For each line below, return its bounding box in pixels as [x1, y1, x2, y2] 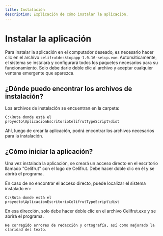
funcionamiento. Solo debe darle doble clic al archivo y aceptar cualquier [5, 65, 153, 71]
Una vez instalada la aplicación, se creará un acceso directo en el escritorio [5, 161, 158, 167]
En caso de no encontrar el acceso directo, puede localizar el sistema [5, 180, 146, 186]
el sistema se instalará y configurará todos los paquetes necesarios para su [5, 60, 158, 66]
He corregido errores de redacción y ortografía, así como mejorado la [5, 223, 155, 228]
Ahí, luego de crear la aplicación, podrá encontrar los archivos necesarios [5, 128, 155, 134]
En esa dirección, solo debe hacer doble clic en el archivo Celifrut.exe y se [5, 208, 156, 214]
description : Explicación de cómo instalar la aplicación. [5, 12, 129, 17]
